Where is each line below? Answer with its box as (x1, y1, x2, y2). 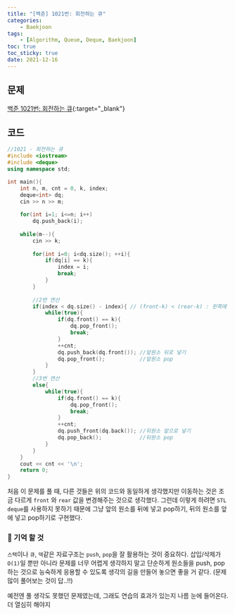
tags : (7, 30, 23, 37)
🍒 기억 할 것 (7, 533, 44, 543)
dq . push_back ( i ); (32, 218, 83, 225)
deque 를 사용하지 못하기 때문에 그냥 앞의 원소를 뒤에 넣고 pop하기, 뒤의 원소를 (7, 505, 220, 513)
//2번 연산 (32, 296, 60, 303)
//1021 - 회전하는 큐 (7, 146, 63, 153)
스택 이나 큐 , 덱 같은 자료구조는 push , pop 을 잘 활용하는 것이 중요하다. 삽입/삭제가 (7, 550, 222, 559)
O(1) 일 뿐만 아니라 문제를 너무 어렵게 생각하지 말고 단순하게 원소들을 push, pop (7, 559, 225, 568)
